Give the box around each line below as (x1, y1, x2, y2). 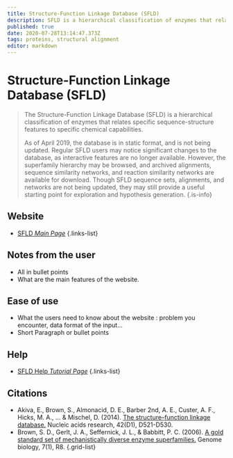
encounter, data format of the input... (17, 321, 123, 329)
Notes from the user (7, 249, 96, 261)
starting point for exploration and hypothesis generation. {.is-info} (24, 190, 213, 198)
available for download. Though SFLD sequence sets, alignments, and (24, 175, 224, 184)
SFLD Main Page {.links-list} (17, 229, 98, 237)
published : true (7, 23, 54, 30)
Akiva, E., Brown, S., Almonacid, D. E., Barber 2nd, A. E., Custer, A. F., (17, 406, 216, 414)
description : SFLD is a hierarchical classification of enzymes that (7, 17, 213, 24)
